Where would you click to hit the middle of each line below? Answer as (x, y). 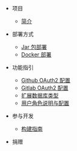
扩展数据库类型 (40, 96)
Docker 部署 (36, 55)
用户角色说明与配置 (45, 103)
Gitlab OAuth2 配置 (45, 88)
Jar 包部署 (34, 47)
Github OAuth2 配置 (46, 80)
